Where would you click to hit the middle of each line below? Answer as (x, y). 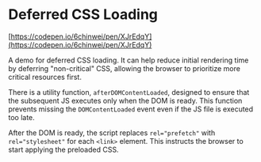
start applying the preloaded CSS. (63, 149)
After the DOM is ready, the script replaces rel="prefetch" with (112, 133)
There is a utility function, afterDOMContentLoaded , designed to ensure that (129, 92)
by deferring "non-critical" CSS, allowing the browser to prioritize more (124, 68)
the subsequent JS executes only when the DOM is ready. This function (125, 100)
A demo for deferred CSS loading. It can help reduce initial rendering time (129, 60)
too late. (22, 117)
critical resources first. (45, 77)
